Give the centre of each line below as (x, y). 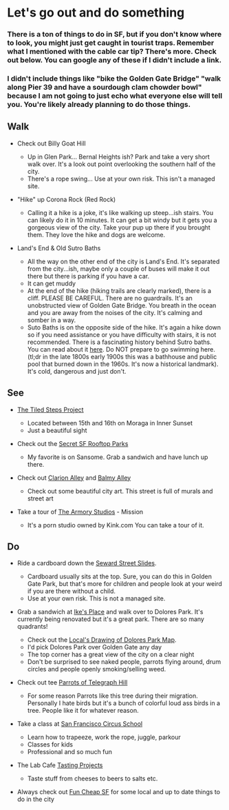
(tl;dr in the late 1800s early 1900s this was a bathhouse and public (122, 356)
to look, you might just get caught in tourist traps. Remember (111, 43)
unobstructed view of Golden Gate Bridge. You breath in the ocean (122, 305)
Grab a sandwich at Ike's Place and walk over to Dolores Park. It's (110, 612)
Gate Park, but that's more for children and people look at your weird (124, 584)
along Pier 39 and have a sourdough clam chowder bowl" (105, 88)
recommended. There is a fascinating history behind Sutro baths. (119, 342)
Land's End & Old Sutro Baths (59, 248)
